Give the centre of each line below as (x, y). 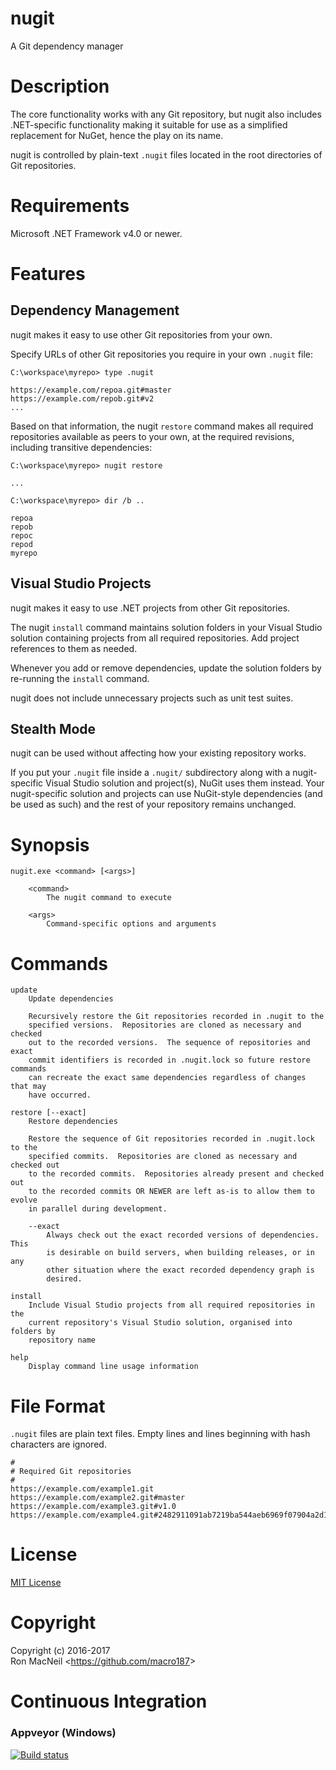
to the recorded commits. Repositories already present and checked (176, 1174)
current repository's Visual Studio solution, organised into (160, 1323)
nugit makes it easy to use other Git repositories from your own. (141, 334)
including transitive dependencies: (81, 447)
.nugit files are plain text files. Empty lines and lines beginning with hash (160, 1434)
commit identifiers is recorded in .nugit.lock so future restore (169, 1060)
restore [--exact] (48, 1113)
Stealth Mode (53, 729)
